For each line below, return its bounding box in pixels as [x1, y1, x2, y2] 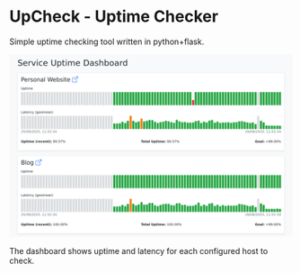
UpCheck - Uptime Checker [9, 6, 218, 27]
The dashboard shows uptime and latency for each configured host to [9, 245, 269, 256]
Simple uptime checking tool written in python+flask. [9, 36, 205, 47]
